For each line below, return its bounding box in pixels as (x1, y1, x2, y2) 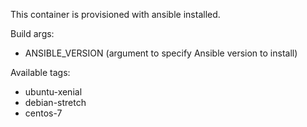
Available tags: (10, 67, 71, 78)
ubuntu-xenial (24, 86, 83, 98)
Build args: (10, 28, 55, 39)
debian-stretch (24, 97, 87, 108)
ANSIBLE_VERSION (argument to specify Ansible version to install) (24, 47, 298, 59)
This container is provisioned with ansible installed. (10, 9, 221, 20)
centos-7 (24, 107, 63, 119)
